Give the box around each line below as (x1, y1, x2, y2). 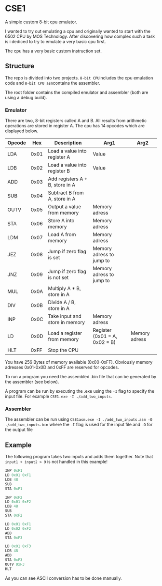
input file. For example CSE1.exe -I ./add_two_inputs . (5, 393, 112, 400)
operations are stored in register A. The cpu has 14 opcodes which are (5, 123, 145, 129)
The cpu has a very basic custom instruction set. (5, 48, 102, 54)
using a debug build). (5, 94, 47, 100)
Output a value (48, 203, 81, 210)
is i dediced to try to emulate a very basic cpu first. (5, 38, 106, 44)
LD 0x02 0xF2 (5, 526, 31, 531)
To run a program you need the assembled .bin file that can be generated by (5, 374, 157, 380)
